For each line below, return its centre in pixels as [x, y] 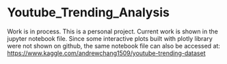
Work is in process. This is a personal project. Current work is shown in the [113, 31]
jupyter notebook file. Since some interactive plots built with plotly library [110, 38]
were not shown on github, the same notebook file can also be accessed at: [114, 46]
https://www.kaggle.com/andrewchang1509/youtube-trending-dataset [106, 53]
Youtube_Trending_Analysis [88, 13]
